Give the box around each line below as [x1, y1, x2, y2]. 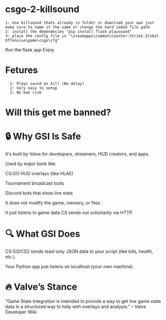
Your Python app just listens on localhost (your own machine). [5, 263, 134, 270]
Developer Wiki [5, 309, 37, 315]
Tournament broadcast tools [5, 180, 64, 186]
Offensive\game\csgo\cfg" [5, 38, 60, 43]
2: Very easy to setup [10, 85, 58, 90]
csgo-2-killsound [5, 4, 80, 15]
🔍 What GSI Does [5, 228, 80, 240]
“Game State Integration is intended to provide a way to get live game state [5, 298, 161, 304]
